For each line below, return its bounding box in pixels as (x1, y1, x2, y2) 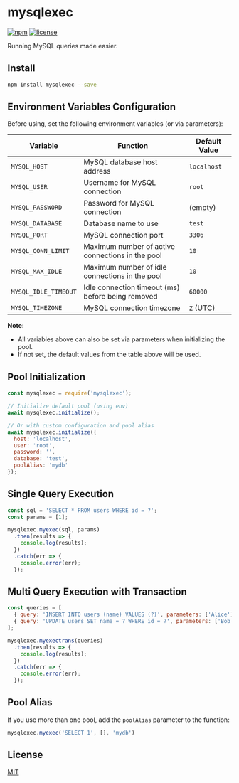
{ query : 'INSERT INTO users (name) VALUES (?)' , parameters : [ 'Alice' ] (14, 611, 234, 619)
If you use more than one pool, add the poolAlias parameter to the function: (7, 715, 230, 724)
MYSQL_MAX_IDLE (11, 267, 63, 276)
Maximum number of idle (83, 262, 167, 272)
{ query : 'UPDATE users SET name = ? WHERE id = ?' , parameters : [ (14, 618, 218, 625)
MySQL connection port (83, 230, 164, 240)
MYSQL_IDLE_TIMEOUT (11, 288, 77, 296)
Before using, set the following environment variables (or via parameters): (7, 119, 223, 128)
